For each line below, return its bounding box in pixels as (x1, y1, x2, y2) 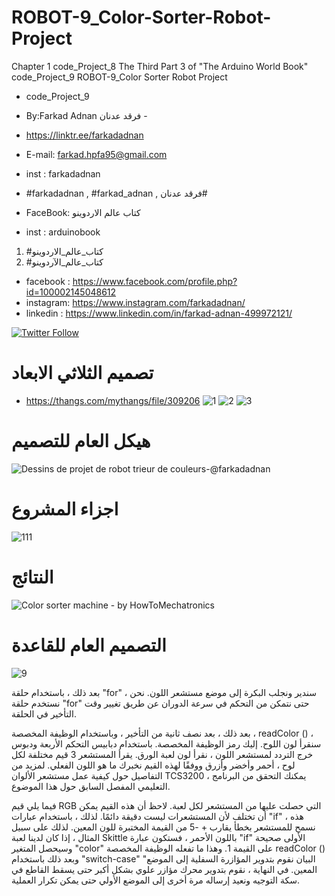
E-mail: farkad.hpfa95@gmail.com (25, 148, 168, 160)
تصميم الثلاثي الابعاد (11, 362, 154, 385)
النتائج (11, 566, 54, 588)
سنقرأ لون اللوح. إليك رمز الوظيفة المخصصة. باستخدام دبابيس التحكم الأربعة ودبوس (11, 737, 322, 750)
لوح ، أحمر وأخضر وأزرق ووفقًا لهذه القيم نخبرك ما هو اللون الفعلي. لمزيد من (11, 759, 296, 771)
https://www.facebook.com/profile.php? (72, 275, 238, 287)
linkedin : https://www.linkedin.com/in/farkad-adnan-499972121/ (25, 307, 293, 319)
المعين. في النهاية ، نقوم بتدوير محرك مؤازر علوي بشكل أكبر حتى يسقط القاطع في (11, 863, 318, 875)
